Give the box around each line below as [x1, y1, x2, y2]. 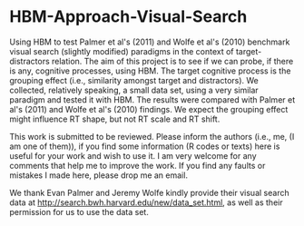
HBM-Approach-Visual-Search [9, 6, 248, 27]
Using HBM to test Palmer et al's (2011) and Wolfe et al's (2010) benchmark [9, 36, 290, 47]
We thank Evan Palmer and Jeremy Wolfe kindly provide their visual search [9, 187, 289, 198]
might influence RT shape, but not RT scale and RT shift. [9, 113, 221, 124]
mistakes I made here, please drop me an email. [9, 170, 189, 181]
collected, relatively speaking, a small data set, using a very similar [9, 84, 259, 95]
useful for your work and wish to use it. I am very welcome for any [9, 150, 257, 161]
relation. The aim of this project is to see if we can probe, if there [51, 55, 294, 66]
